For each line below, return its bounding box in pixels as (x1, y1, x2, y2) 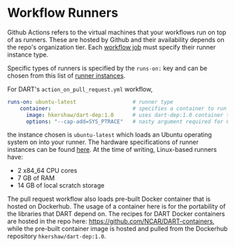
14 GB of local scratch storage (17, 181, 105, 190)
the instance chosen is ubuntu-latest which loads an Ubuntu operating (7, 131, 212, 139)
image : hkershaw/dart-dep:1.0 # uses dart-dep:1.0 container (25, 111, 224, 118)
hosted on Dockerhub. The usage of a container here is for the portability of (7, 202, 226, 211)
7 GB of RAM (17, 174, 55, 183)
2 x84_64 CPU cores (17, 167, 78, 175)
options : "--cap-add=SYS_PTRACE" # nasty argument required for (25, 118, 224, 125)
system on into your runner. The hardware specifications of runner (7, 138, 199, 146)
